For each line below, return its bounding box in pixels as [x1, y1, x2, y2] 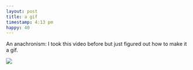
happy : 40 [6, 24, 30, 31]
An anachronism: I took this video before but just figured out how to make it [6, 40, 187, 47]
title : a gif [6, 14, 38, 20]
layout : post [6, 8, 38, 14]
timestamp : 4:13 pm [6, 19, 54, 25]
